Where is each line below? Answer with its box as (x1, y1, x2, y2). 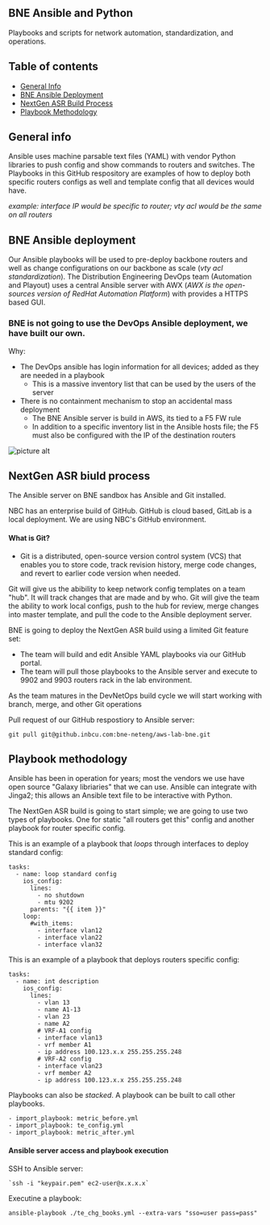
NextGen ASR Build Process (19, 98, 114, 108)
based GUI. (8, 297, 46, 307)
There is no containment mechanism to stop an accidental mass (19, 396, 233, 405)
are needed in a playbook (19, 370, 105, 380)
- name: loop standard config (15, 870, 117, 878)
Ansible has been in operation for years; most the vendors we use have (8, 774, 245, 783)
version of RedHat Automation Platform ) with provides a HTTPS (36, 289, 248, 299)
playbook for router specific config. (8, 824, 127, 833)
